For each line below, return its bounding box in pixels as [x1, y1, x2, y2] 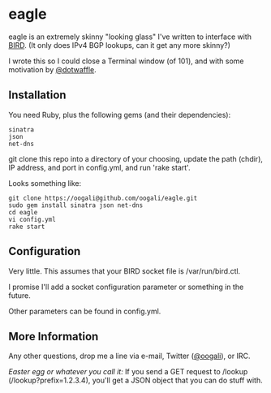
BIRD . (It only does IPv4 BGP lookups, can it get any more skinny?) [8, 40, 231, 50]
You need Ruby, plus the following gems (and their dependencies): [8, 110, 231, 119]
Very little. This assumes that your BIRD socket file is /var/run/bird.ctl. [8, 266, 241, 276]
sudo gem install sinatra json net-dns [8, 201, 144, 209]
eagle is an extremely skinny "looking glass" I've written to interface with [8, 32, 252, 41]
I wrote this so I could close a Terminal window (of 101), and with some [8, 56, 244, 66]
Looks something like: [8, 178, 82, 188]
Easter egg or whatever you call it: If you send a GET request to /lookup [8, 367, 248, 377]
